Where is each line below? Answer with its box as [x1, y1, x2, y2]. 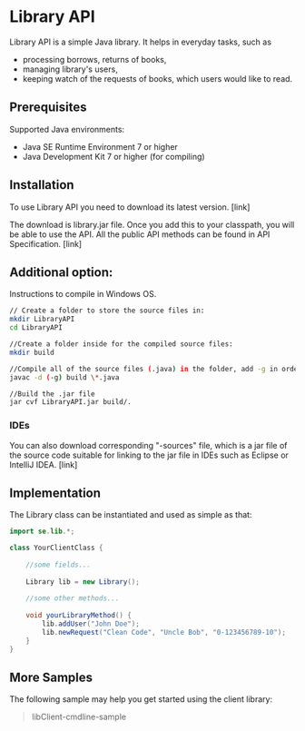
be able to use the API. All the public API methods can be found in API [9, 229, 271, 240]
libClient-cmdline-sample [31, 711, 127, 723]
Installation [9, 177, 74, 193]
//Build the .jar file [9, 389, 95, 399]
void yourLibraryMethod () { [25, 611, 132, 620]
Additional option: [9, 264, 113, 280]
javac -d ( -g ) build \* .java [9, 372, 120, 382]
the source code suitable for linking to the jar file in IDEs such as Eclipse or [9, 449, 289, 460]
